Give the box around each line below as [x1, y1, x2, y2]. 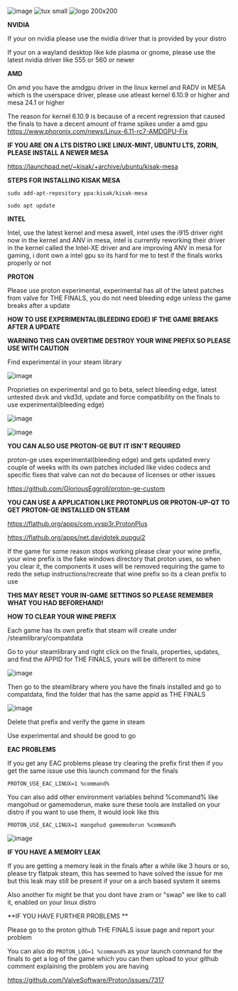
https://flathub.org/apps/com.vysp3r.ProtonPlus [7, 520, 148, 527]
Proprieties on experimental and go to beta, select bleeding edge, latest [7, 385, 217, 394]
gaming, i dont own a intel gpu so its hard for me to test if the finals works [7, 251, 223, 259]
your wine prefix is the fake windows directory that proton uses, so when [7, 555, 221, 563]
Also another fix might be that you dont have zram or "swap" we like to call [7, 891, 227, 899]
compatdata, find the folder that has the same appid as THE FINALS [7, 690, 206, 698]
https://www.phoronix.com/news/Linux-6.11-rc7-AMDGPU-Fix [7, 127, 188, 135]
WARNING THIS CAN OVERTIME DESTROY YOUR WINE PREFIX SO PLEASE [7, 336, 231, 345]
